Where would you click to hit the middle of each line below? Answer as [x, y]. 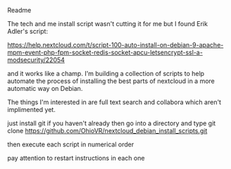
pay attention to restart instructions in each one [76, 158]
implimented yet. [32, 109]
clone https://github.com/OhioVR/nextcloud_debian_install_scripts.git [107, 131]
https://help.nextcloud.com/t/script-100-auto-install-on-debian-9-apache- [115, 45]
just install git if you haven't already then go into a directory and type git [112, 123]
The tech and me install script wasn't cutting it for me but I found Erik [107, 24]
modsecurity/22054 [36, 60]
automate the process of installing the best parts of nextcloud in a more [111, 81]
